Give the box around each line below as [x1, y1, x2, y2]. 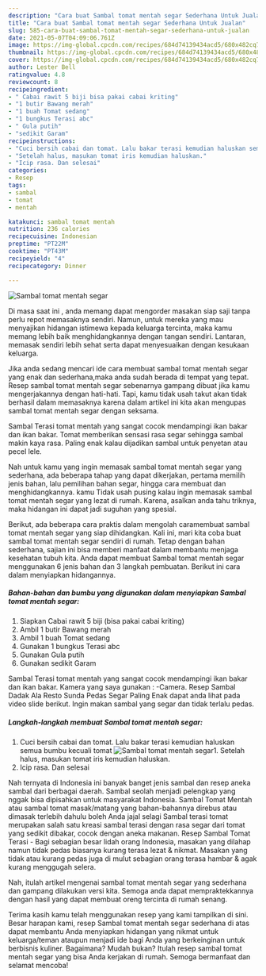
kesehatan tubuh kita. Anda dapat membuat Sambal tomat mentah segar [8, 553, 245, 563]
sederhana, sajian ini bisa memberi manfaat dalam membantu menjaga [8, 544, 239, 554]
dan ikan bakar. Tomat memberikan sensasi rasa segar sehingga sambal [8, 429, 244, 439]
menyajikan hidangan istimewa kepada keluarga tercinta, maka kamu [8, 323, 233, 332]
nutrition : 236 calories [8, 225, 90, 233]
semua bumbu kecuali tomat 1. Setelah [19, 746, 245, 755]
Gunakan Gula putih [19, 650, 85, 659]
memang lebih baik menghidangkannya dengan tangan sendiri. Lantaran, [8, 331, 247, 341]
